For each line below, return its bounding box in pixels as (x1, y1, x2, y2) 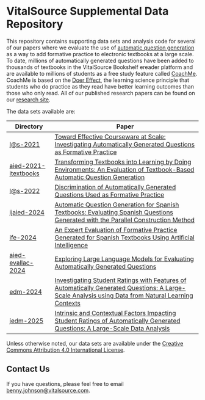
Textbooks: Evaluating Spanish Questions (54, 208, 174, 216)
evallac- (9, 258, 34, 267)
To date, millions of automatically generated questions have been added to (6, 57, 194, 64)
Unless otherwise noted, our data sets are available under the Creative (6, 340, 184, 347)
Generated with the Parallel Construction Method (54, 216, 195, 224)
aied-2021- (9, 161, 46, 170)
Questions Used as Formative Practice (54, 191, 165, 199)
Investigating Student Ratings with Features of (54, 276, 187, 285)
